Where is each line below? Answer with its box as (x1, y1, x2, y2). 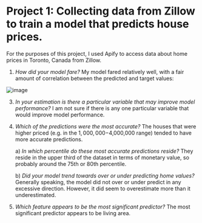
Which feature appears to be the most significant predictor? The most (15, 203, 190, 210)
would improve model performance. (15, 111, 105, 118)
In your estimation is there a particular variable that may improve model (15, 98, 195, 105)
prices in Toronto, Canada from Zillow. (6, 56, 102, 64)
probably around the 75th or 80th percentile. (15, 160, 127, 167)
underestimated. (15, 191, 56, 198)
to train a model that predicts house (6, 17, 189, 31)
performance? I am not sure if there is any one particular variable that (15, 104, 189, 111)
